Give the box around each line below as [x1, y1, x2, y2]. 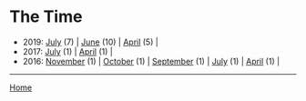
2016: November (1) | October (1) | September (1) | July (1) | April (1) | [22, 56, 280, 66]
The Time [9, 6, 83, 27]
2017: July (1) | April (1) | [22, 45, 114, 56]
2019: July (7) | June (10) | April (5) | [22, 36, 159, 47]
